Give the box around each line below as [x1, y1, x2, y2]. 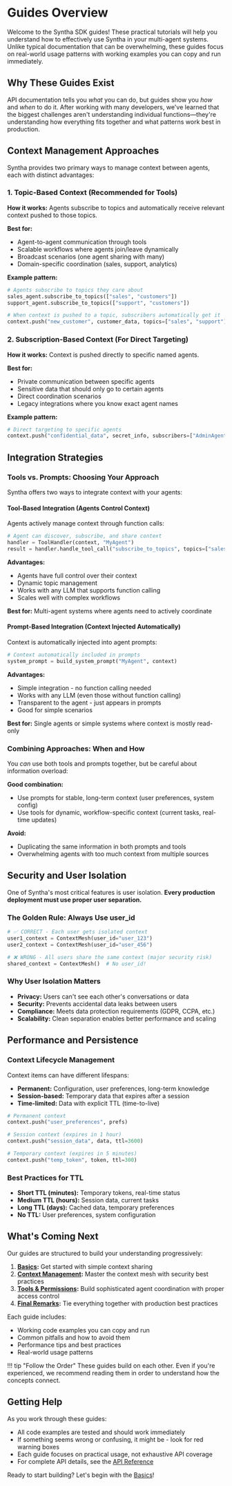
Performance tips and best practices [17, 1340, 122, 1349]
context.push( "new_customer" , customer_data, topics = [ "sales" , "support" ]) [7, 318, 230, 326]
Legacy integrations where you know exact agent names [17, 399, 178, 407]
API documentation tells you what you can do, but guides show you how [7, 95, 213, 104]
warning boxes [17, 1442, 60, 1451]
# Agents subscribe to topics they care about [7, 286, 144, 293]
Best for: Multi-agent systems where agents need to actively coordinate [7, 606, 213, 615]
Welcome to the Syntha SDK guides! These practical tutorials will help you [7, 28, 217, 36]
